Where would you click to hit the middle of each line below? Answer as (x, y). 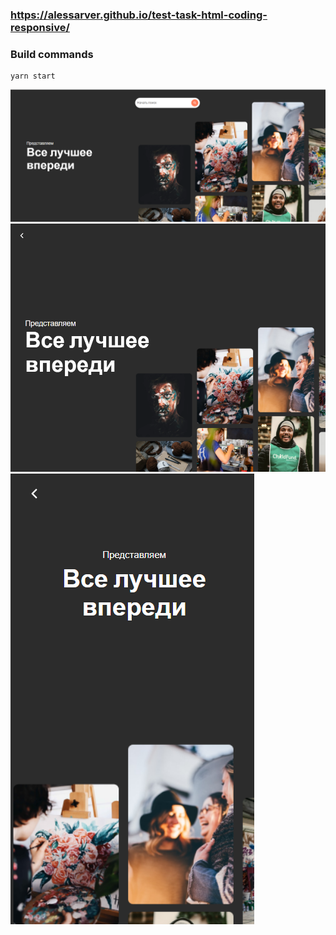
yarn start (33, 76)
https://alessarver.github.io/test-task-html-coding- (139, 15)
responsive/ (40, 27)
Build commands (52, 54)
